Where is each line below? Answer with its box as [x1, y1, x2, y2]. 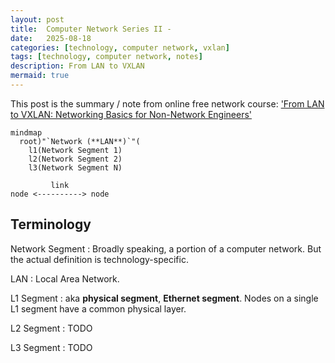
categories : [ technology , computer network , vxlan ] [10, 42, 230, 53]
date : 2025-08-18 [10, 33, 92, 43]
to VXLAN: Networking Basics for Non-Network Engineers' [10, 108, 253, 120]
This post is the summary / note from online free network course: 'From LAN [10, 97, 325, 110]
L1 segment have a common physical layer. [10, 302, 187, 315]
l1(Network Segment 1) [28, 145, 123, 155]
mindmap [10, 127, 43, 138]
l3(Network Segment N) [28, 162, 123, 173]
